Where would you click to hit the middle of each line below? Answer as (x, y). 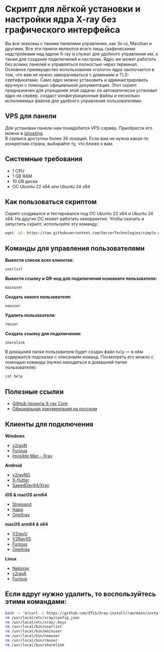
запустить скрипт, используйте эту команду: (52, 224)
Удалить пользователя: (31, 315)
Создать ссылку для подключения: (43, 333)
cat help (14, 376)
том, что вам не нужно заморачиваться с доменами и (62, 75)
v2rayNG (21, 475)
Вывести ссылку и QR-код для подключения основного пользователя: (81, 278)
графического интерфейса (63, 30)
